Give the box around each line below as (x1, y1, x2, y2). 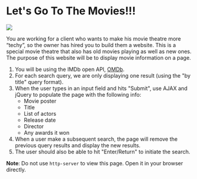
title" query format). (14, 78, 64, 85)
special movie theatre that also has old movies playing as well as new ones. (6, 48, 192, 55)
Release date (23, 116, 56, 124)
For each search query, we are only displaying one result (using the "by (14, 72, 191, 79)
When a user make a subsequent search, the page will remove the (14, 135, 178, 143)
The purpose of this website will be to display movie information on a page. (6, 54, 191, 61)
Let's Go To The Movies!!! (6, 4, 136, 18)
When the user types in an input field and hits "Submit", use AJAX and (14, 85, 188, 92)
